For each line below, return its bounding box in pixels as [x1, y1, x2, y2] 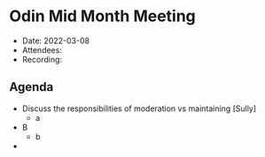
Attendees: [21, 44, 62, 55]
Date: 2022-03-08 [21, 35, 90, 46]
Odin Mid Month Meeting [9, 6, 197, 26]
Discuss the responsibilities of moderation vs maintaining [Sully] [21, 103, 257, 114]
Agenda [9, 79, 54, 94]
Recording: [21, 54, 63, 64]
